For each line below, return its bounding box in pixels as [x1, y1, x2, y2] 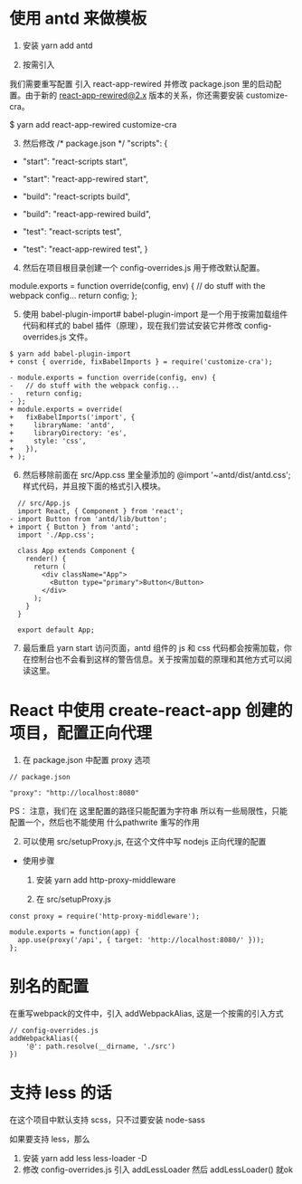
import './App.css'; [17, 530, 95, 539]
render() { [25, 554, 67, 563]
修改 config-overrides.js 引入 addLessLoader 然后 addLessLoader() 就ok [22, 1164, 294, 1175]
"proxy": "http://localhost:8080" [9, 788, 140, 797]
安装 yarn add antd [22, 40, 93, 51]
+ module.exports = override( [9, 405, 124, 414]
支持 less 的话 [9, 1083, 112, 1103]
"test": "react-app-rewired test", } [22, 243, 148, 254]
